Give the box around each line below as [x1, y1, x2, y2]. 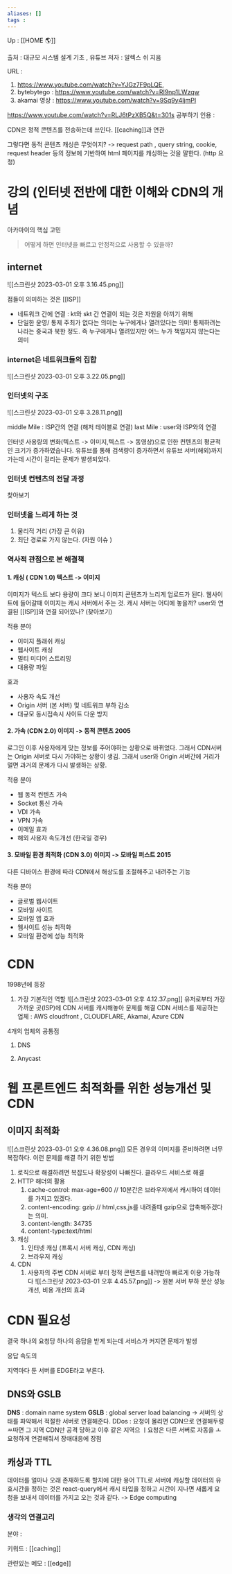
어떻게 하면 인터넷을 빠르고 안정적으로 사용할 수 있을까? [24, 241, 174, 249]
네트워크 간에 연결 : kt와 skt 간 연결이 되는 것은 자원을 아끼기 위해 [17, 310, 193, 318]
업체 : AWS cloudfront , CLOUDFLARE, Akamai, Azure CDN [17, 1012, 184, 1020]
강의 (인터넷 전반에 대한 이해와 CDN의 [7, 184, 210, 200]
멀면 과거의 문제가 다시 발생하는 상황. [7, 761, 107, 769]
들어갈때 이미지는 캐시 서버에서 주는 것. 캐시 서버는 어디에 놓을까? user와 [19, 598, 217, 607]
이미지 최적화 [7, 1125, 60, 1137]
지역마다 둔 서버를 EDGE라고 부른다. [7, 1366, 105, 1374]
